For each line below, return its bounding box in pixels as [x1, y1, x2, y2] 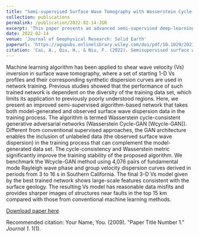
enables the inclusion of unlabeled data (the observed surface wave [6, 133, 172, 140]
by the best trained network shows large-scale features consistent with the [6, 177, 190, 184]
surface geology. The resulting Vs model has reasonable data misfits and [6, 183, 185, 190]
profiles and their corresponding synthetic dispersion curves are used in [6, 76, 182, 83]
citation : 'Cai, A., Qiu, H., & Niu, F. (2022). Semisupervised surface [6, 47, 190, 53]
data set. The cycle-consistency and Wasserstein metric [32, 145, 170, 152]
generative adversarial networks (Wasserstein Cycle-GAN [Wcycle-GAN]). [6, 120, 188, 127]
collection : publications [6, 14, 70, 20]
